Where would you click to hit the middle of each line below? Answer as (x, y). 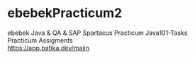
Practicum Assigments (40, 40)
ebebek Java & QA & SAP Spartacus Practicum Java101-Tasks (97, 33)
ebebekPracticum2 (65, 13)
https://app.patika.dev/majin (49, 48)
